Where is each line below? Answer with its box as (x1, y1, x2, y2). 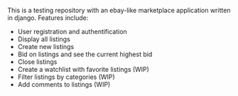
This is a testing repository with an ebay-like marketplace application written (7, 6, 231, 14)
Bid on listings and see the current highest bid (17, 50, 153, 58)
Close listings (17, 58, 58, 66)
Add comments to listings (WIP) (17, 80, 111, 88)
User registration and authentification (17, 28, 128, 36)
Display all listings (17, 35, 71, 43)
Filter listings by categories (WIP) (17, 73, 115, 81)
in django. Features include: (7, 14, 89, 22)
